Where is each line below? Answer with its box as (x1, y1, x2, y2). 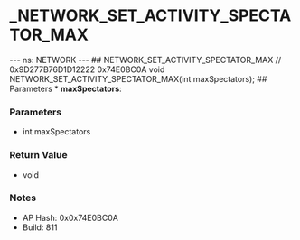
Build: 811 (22, 222, 58, 233)
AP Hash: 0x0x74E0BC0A (22, 212, 119, 223)
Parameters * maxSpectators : (9, 83, 122, 94)
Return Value (9, 149, 68, 162)
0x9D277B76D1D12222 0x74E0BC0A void (9, 64, 165, 75)
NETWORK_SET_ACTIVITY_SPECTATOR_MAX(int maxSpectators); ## (9, 73, 267, 84)
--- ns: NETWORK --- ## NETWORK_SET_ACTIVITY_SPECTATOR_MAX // (9, 54, 282, 65)
